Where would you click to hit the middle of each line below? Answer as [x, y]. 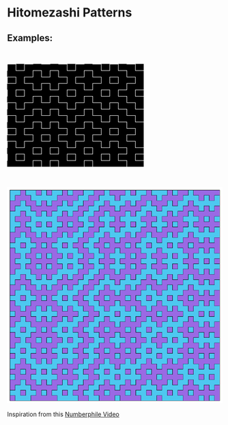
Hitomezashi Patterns [70, 13]
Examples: [30, 38]
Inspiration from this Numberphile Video [63, 414]
